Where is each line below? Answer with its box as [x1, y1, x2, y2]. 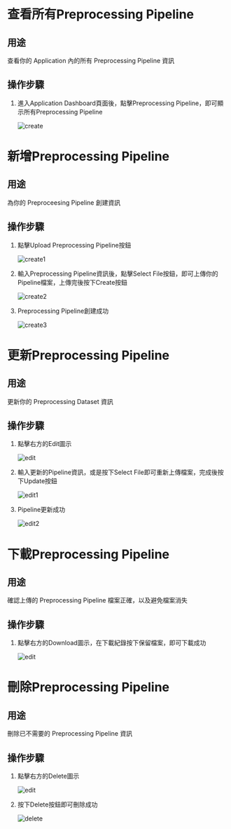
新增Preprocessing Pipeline [7, 149, 170, 164]
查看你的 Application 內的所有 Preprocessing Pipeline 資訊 [7, 57, 175, 65]
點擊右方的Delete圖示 [17, 772, 80, 781]
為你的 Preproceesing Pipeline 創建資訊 [7, 198, 121, 207]
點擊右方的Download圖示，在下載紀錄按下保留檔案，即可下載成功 [17, 639, 206, 647]
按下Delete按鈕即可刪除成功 [17, 800, 98, 809]
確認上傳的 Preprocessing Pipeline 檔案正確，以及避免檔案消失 [7, 596, 188, 605]
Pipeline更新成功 [17, 506, 66, 514]
